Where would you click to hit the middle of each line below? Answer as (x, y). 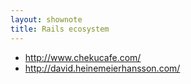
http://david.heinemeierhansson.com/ (102, 68)
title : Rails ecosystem (60, 29)
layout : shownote (46, 19)
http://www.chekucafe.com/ (83, 57)
